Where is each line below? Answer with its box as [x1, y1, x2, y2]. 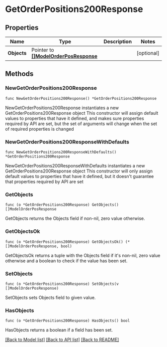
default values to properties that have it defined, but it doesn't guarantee [5, 173, 154, 179]
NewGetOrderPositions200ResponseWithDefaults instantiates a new [5, 163, 145, 169]
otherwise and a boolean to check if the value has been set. [5, 258, 128, 264]
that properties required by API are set [5, 178, 83, 184]
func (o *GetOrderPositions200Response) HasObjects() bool [5, 318, 130, 324]
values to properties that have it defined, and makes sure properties [5, 115, 144, 121]
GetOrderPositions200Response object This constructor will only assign [5, 168, 153, 174]
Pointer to [31, 46, 54, 53]
